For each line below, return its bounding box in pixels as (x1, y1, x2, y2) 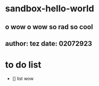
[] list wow (12, 75, 34, 82)
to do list (5, 59, 42, 71)
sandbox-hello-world (5, 3, 95, 14)
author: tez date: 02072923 (5, 39, 93, 47)
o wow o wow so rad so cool (5, 23, 93, 31)
